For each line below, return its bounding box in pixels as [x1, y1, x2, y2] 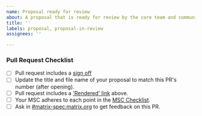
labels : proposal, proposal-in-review [6, 25, 103, 32]
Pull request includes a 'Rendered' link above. [14, 89, 129, 96]
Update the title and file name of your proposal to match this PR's [14, 76, 177, 84]
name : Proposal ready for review [6, 8, 90, 15]
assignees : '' [6, 31, 42, 37]
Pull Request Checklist [6, 56, 74, 65]
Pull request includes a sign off [14, 69, 92, 77]
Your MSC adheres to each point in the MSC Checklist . [14, 96, 151, 103]
